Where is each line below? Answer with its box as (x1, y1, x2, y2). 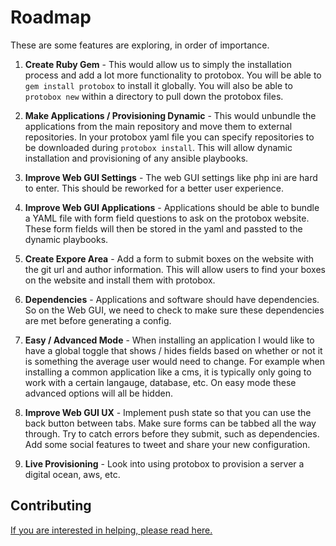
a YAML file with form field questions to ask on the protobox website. (24, 212, 310, 224)
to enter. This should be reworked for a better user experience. (24, 182, 284, 194)
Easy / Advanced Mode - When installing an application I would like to (24, 334, 315, 346)
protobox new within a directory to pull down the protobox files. (24, 90, 284, 102)
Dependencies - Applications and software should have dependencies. (24, 293, 320, 305)
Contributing (10, 497, 92, 515)
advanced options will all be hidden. (24, 387, 173, 399)
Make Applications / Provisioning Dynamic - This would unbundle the (24, 109, 317, 121)
